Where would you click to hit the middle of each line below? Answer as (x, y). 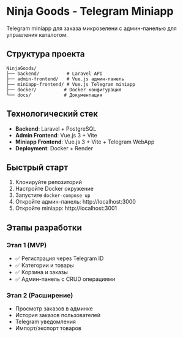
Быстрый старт (37, 167)
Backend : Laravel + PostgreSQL (56, 129)
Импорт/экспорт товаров (48, 328)
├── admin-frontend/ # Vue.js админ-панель (65, 79)
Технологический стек (52, 114)
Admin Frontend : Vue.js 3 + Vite (56, 135)
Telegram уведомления (46, 322)
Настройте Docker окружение (54, 189)
